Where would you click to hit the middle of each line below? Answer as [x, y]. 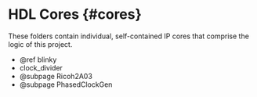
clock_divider [41, 67]
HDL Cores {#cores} [75, 14]
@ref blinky [38, 59]
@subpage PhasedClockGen [66, 84]
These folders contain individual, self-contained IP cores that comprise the [128, 36]
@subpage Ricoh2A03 [56, 76]
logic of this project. [40, 44]
